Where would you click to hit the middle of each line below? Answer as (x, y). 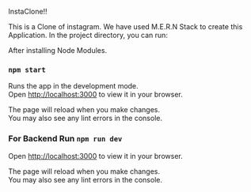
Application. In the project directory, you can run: (88, 35)
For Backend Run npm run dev (65, 139)
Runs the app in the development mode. (73, 86)
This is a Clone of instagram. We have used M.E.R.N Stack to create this (125, 26)
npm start (27, 70)
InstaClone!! (28, 11)
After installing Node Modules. (58, 50)
